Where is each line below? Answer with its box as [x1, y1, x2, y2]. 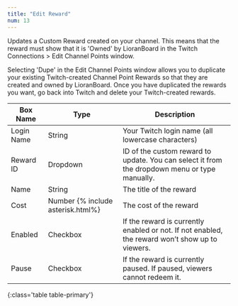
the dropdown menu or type [123, 164, 216, 174]
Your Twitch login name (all [123, 126, 213, 136]
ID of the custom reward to [123, 146, 212, 156]
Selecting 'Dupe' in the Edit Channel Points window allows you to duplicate [7, 65, 225, 74]
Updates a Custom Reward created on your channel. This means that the [7, 36, 220, 45]
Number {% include [47, 196, 113, 206]
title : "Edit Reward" [7, 10, 72, 18]
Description [154, 109, 195, 119]
